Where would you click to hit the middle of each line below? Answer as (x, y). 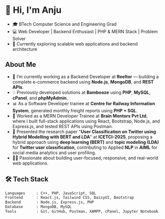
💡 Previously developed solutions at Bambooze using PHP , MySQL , (82, 92)
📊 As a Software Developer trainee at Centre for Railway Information (83, 103)
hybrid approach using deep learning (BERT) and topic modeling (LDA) (86, 142)
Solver (19, 39)
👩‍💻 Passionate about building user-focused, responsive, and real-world (85, 158)
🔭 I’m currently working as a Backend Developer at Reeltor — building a (85, 77)
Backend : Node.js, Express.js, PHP (50, 202)
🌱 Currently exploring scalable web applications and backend (75, 44)
